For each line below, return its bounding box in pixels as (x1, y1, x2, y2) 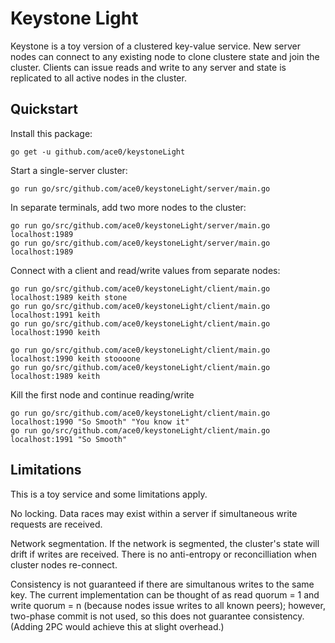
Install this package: (10, 127, 93, 139)
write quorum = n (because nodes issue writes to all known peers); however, (10, 599, 326, 611)
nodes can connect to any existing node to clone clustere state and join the (10, 50, 320, 62)
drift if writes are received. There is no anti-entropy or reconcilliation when (10, 548, 317, 560)
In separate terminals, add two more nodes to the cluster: (10, 201, 247, 213)
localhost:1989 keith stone (10, 292, 128, 302)
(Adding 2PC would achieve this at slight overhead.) (10, 620, 225, 632)
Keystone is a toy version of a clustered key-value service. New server (10, 40, 301, 52)
